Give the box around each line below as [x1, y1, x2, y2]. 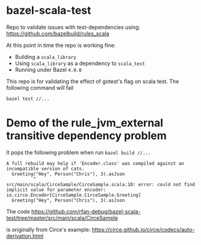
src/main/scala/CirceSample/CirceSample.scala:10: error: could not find [6, 181, 196, 187]
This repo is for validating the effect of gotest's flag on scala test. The [6, 78, 179, 85]
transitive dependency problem [6, 129, 167, 142]
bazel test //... [6, 96, 50, 102]
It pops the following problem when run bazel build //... [6, 149, 151, 156]
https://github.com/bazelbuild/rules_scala [6, 29, 110, 37]
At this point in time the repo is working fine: [6, 42, 116, 49]
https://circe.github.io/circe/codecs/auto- [91, 226, 195, 233]
